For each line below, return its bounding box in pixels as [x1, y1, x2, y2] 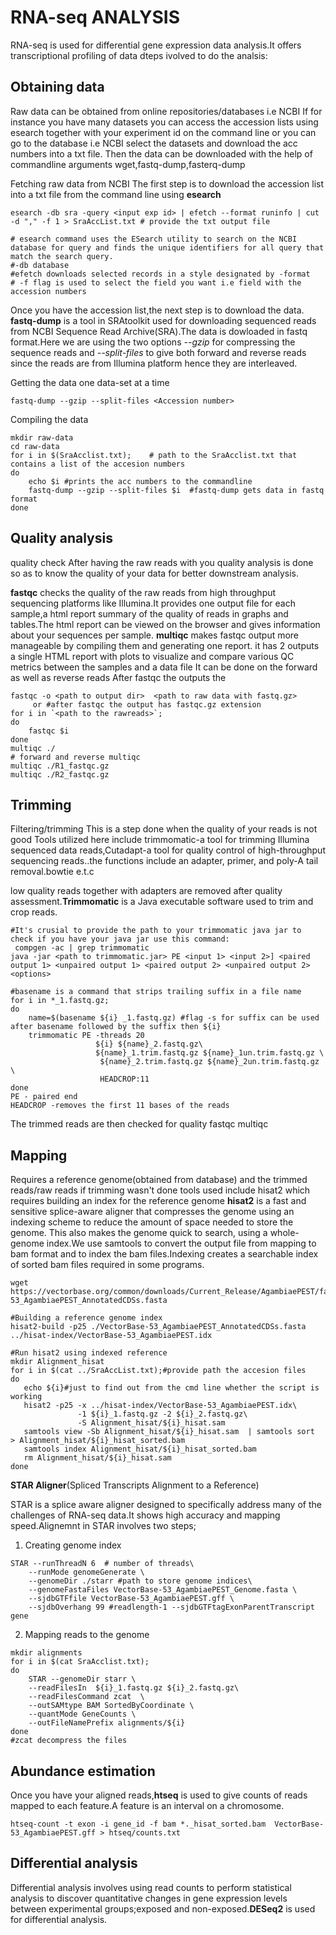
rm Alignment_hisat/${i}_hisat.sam [23, 1453, 172, 1463]
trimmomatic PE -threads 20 [28, 1031, 145, 1041]
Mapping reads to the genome [24, 1629, 150, 1641]
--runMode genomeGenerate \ [28, 1567, 145, 1578]
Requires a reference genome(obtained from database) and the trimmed [10, 1174, 308, 1186]
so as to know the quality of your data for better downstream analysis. [10, 567, 299, 579]
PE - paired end [10, 1092, 78, 1102]
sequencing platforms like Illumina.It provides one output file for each [10, 597, 297, 609]
